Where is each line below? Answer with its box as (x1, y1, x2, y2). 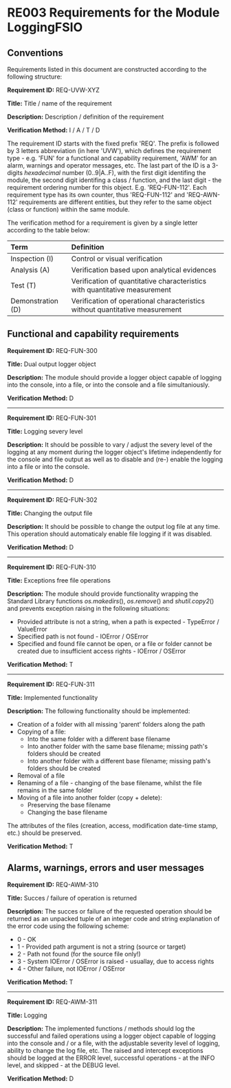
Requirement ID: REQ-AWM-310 (7, 880, 99, 889)
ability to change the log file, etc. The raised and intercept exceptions (7, 1046, 204, 1054)
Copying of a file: (16, 727, 67, 736)
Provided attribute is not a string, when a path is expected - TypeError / (16, 617, 219, 625)
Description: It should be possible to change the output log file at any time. (7, 522, 220, 530)
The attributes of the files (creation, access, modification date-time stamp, (7, 821, 218, 829)
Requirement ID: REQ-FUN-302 (7, 495, 98, 504)
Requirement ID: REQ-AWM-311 (7, 998, 98, 1006)
